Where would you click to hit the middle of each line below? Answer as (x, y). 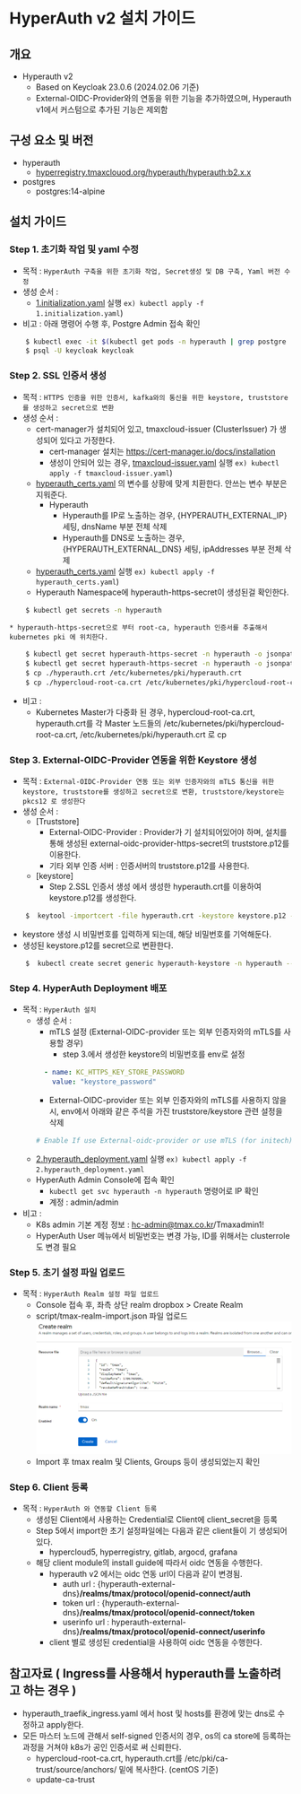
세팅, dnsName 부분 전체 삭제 (115, 527)
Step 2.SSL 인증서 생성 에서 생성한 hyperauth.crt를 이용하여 (155, 887)
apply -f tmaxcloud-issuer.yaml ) (111, 473)
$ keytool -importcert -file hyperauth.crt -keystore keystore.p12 (156, 916)
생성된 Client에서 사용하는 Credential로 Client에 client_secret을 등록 (156, 1520)
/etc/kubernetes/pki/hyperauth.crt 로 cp (153, 734)
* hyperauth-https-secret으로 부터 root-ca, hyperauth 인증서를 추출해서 (138, 628)
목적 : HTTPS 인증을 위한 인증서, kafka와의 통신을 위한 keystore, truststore (155, 396)
